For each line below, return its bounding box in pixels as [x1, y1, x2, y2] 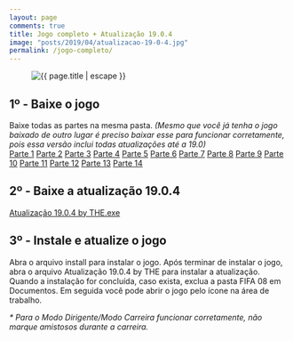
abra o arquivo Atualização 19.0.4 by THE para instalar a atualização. [9, 266, 260, 277]
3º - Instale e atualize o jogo [9, 233, 167, 248]
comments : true [9, 21, 66, 30]
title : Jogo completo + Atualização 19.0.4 [9, 29, 173, 38]
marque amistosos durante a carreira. [9, 321, 149, 332]
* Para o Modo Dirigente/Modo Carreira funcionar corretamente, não [9, 312, 263, 322]
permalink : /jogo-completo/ [9, 46, 114, 55]
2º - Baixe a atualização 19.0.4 [9, 183, 181, 199]
